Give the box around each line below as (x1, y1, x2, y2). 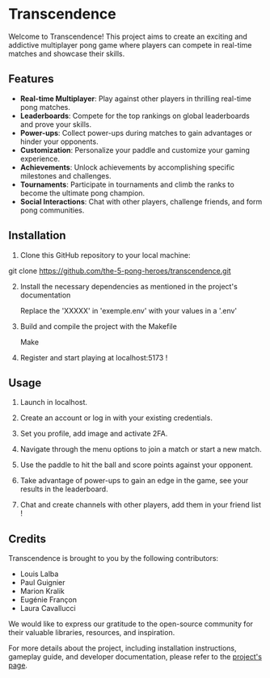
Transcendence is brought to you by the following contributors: (8, 554, 219, 563)
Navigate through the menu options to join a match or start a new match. (19, 444, 262, 454)
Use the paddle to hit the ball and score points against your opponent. (19, 460, 253, 470)
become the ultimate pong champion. (19, 187, 146, 198)
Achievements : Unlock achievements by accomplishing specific (19, 162, 235, 172)
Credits (8, 532, 47, 545)
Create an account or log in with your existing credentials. (19, 413, 213, 423)
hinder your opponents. (19, 137, 99, 146)
